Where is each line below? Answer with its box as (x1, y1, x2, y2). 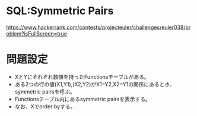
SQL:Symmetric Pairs (6, 4, 114, 18)
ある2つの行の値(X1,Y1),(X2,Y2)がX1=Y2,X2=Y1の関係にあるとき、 (14, 80, 175, 88)
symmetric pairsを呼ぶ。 (14, 88, 75, 95)
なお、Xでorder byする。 (14, 102, 76, 110)
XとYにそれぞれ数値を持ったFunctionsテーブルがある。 (14, 73, 150, 80)
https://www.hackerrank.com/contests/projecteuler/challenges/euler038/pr (6, 24, 191, 31)
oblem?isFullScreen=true (6, 30, 67, 37)
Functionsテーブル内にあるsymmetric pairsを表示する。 (14, 95, 151, 102)
